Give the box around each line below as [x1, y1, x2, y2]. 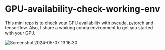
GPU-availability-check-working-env [5, 3, 160, 15]
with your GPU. [5, 30, 36, 36]
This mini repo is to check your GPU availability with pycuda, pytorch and [5, 20, 154, 25]
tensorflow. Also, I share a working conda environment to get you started [5, 25, 153, 30]
